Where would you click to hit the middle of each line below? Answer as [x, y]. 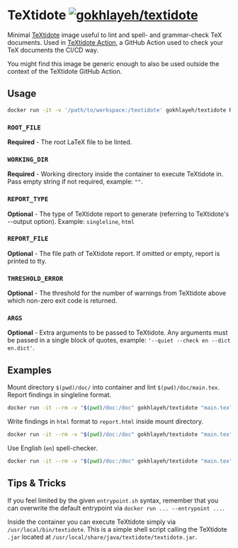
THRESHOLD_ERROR [35, 278]
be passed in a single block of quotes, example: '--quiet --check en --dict [119, 340]
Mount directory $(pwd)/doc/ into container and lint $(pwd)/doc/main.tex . [114, 387]
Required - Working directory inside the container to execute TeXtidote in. [115, 174]
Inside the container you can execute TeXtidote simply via [91, 522]
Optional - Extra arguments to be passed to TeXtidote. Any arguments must [118, 333]
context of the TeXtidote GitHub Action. [65, 71]
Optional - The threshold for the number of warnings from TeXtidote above [117, 293]
